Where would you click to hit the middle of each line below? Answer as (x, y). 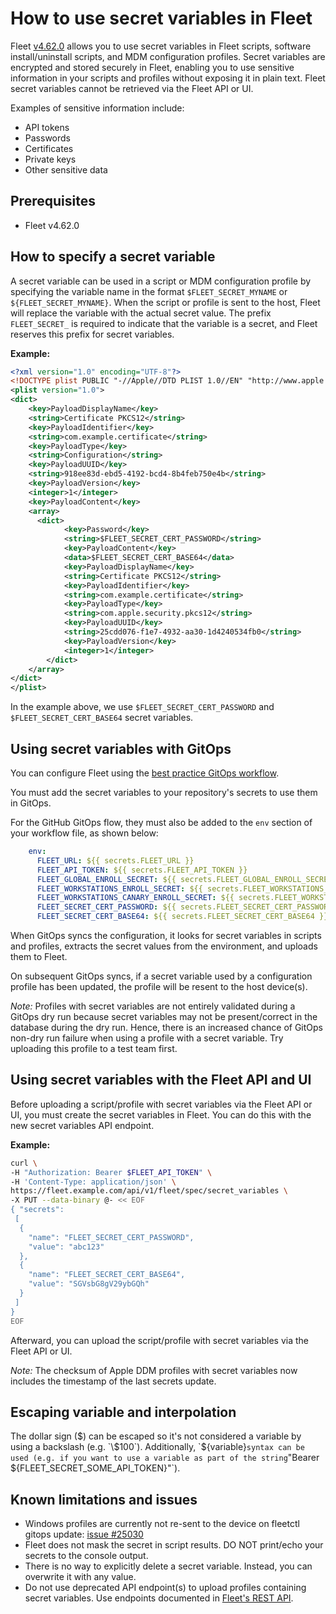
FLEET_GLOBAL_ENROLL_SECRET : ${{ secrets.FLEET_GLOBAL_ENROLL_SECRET (184, 879)
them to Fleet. (39, 956)
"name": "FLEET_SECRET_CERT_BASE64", (107, 1275)
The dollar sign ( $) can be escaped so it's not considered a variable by (156, 1436)
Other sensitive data (66, 169)
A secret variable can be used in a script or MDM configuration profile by (161, 281)
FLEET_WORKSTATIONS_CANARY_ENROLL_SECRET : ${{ (135, 898)
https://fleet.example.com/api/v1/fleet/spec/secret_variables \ (149, 1191)
